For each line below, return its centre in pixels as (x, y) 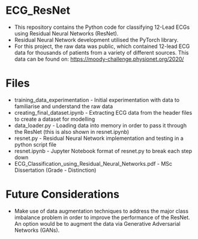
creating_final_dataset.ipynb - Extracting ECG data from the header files (103, 112)
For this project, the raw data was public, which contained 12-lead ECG (102, 46)
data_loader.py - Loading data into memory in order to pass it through (100, 125)
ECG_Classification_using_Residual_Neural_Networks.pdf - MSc (93, 163)
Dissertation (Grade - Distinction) (55, 170)
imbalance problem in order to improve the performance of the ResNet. (102, 217)
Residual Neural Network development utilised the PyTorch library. (96, 40)
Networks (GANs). (37, 230)
